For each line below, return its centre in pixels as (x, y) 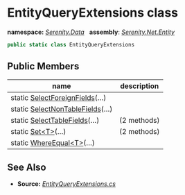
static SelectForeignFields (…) (59, 97)
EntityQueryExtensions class (93, 13)
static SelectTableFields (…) (55, 120)
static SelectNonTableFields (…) (62, 109)
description (140, 86)
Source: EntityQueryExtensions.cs (67, 184)
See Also (27, 168)
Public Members (43, 66)
